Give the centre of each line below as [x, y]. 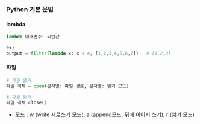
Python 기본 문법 [30, 9]
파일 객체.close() [27, 102]
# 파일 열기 [19, 80]
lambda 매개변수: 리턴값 [33, 37]
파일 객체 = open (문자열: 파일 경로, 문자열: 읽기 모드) [68, 86]
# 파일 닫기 [19, 97]
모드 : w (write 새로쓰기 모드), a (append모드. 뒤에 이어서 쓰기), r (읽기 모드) [105, 114]
